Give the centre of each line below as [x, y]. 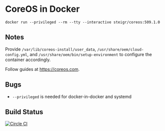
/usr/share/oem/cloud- [121, 49]
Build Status [24, 112]
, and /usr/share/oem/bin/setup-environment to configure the [89, 54]
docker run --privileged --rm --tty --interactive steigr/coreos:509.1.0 [83, 22]
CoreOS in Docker [42, 9]
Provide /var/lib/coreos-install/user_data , [51, 49]
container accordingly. [28, 60]
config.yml [16, 55]
